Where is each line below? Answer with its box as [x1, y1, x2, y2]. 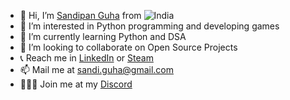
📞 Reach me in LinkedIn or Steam [19, 52, 154, 64]
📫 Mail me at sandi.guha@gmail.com [19, 64, 175, 75]
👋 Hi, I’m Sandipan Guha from [19, 10, 142, 21]
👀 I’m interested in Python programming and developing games [19, 20, 280, 32]
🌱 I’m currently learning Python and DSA [19, 31, 187, 42]
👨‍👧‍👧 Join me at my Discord [19, 78, 133, 90]
